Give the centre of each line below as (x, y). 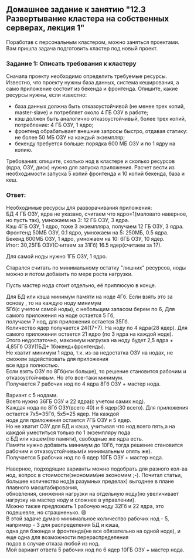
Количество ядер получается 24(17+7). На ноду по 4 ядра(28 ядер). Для (97, 328)
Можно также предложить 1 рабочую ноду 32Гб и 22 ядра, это (85, 506)
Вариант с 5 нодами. (32, 396)
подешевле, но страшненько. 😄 (46, 513)
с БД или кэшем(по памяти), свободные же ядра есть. (75, 439)
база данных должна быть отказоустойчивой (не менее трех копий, (100, 106)
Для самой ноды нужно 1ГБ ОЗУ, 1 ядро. (57, 257)
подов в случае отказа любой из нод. (53, 544)
